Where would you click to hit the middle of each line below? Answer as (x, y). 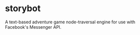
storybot (23, 9)
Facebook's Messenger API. (33, 27)
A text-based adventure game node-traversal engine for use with (70, 22)
